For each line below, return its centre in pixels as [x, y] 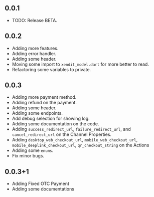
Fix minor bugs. [28, 156]
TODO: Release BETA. [35, 20]
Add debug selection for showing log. [51, 119]
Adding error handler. [34, 53]
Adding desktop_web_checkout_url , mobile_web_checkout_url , [75, 140]
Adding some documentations [43, 189]
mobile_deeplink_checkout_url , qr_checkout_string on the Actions [81, 145]
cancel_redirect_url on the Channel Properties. [61, 134]
